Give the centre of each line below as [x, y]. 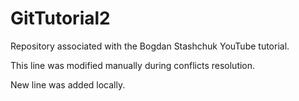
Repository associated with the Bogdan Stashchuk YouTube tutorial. [150, 46]
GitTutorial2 [60, 18]
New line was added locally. [68, 84]
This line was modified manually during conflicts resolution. [133, 65]
